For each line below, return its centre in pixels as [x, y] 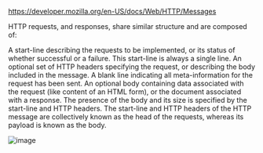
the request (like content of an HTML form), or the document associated [125, 92]
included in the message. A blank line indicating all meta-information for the [131, 75]
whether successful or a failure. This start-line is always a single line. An [125, 58]
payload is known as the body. [58, 125]
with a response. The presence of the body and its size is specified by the [128, 100]
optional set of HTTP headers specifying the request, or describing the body [132, 67]
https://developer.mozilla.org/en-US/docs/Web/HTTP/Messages [112, 11]
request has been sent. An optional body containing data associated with [126, 83]
